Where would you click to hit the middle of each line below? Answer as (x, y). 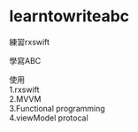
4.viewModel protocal (49, 118)
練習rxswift (30, 42)
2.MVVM (25, 98)
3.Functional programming (57, 108)
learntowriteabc (69, 16)
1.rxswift (24, 89)
